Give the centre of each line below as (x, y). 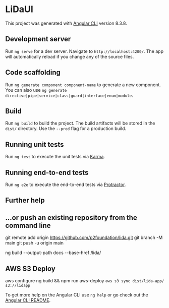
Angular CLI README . (28, 300)
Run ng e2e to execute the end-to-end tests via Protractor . (66, 184)
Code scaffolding (33, 72)
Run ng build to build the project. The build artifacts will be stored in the (80, 123)
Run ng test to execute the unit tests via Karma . (55, 157)
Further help (25, 200)
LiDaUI (19, 9)
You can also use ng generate (36, 90)
